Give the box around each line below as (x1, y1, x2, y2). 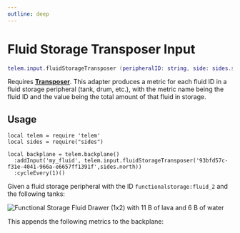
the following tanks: (7, 190, 66, 198)
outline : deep (7, 10, 50, 18)
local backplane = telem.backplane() (7, 151, 120, 158)
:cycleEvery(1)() (14, 170, 66, 177)
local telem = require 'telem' (7, 133, 101, 140)
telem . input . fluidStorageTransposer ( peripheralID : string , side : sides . (7, 65, 232, 72)
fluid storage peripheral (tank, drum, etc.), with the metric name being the (7, 85, 224, 93)
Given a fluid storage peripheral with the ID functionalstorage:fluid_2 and (7, 182, 229, 191)
